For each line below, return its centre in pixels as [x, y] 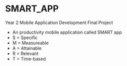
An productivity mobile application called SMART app [67, 32]
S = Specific [25, 37]
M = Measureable [30, 42]
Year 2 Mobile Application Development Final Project [59, 22]
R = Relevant [25, 53]
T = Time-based [29, 58]
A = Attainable [27, 48]
